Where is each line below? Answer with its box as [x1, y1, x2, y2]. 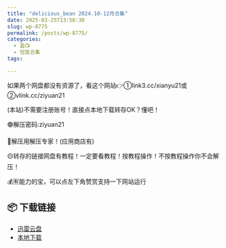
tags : [7, 55, 23, 62]
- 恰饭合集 [13, 49, 41, 56]
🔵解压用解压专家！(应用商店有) [7, 136, 95, 145]
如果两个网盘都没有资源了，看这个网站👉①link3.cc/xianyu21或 [7, 81, 188, 89]
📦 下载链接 [7, 202, 57, 213]
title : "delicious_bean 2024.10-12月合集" [7, 10, 129, 17]
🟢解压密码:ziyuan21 [7, 120, 64, 128]
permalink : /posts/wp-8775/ [7, 29, 88, 37]
